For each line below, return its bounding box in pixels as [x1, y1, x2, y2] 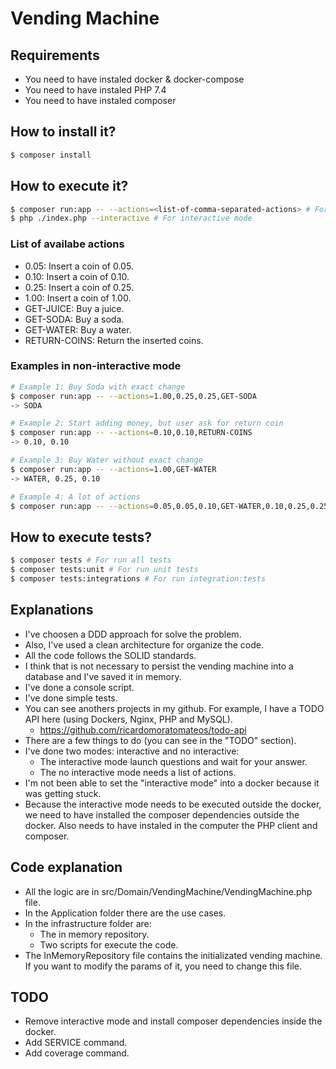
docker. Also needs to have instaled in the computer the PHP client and [24, 819, 318, 831]
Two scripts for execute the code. [39, 938, 179, 951]
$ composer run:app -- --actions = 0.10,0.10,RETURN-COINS [10, 428, 253, 438]
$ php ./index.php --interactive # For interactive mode [10, 213, 253, 224]
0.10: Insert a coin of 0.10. [24, 270, 130, 282]
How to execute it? [10, 178, 129, 195]
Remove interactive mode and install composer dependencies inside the [24, 1015, 323, 1027]
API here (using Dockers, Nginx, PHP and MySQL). [24, 713, 233, 725]
